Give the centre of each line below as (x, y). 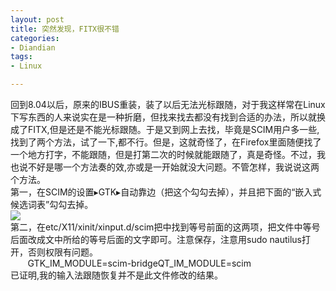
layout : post (37, 19)
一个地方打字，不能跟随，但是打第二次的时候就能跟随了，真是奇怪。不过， (163, 154)
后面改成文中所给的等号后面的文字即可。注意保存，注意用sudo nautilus (156, 239)
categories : (35, 38)
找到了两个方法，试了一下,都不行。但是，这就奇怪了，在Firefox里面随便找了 (166, 142)
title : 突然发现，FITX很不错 (65, 29)
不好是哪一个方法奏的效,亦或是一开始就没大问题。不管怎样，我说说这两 (173, 167)
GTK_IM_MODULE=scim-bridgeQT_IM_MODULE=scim (139, 263)
